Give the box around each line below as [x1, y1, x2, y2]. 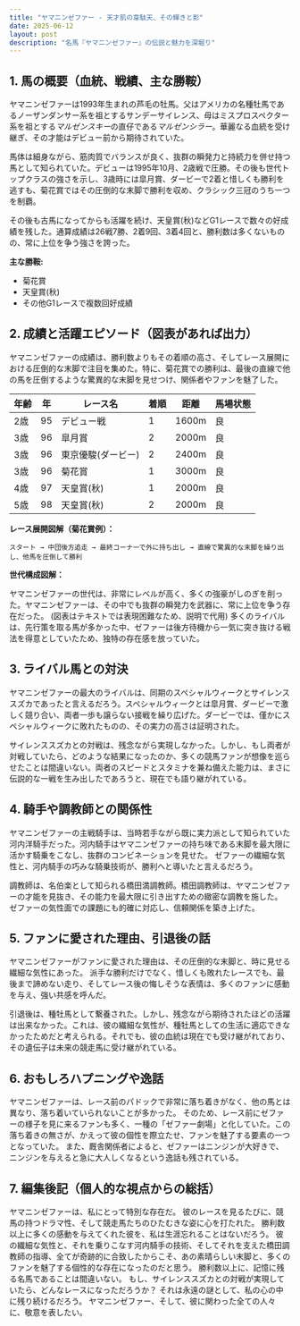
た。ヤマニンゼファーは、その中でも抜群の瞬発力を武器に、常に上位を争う [9, 599, 283, 610]
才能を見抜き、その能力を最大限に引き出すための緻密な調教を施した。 [24, 891, 283, 901]
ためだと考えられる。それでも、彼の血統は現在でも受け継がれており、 [32, 1031, 290, 1042]
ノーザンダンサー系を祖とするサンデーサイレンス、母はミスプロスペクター [16, 110, 290, 121]
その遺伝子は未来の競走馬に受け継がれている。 [9, 1043, 181, 1053]
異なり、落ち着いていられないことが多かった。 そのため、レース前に [9, 1108, 262, 1119]
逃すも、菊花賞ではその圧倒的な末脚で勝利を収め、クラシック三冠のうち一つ [9, 185, 291, 196]
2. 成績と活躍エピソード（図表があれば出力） [9, 326, 258, 342]
